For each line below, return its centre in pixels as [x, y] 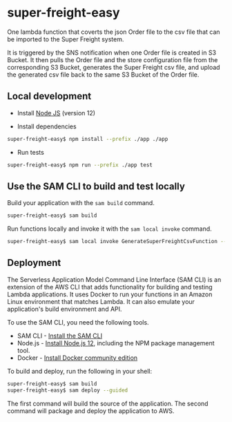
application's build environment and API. [65, 309]
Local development [49, 96]
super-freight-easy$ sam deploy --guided [68, 390]
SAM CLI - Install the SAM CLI [59, 336]
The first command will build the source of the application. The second [108, 403]
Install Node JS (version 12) [56, 113]
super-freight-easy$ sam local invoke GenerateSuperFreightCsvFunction [112, 242]
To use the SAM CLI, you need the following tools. [78, 322]
